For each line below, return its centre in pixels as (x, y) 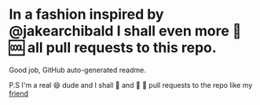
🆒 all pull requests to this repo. (113, 48)
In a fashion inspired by (86, 14)
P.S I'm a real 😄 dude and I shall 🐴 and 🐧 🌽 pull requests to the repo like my (131, 85)
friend (18, 93)
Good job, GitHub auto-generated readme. (77, 70)
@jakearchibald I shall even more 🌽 (125, 31)
